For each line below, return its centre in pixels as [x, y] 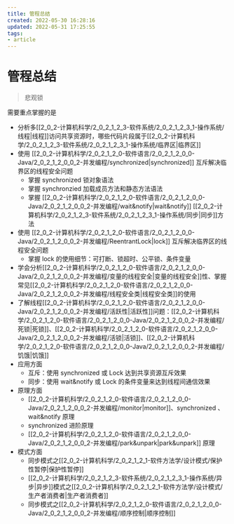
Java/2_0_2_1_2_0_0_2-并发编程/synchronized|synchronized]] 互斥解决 [119, 163]
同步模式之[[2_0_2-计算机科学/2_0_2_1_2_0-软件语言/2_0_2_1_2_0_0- [125, 504]
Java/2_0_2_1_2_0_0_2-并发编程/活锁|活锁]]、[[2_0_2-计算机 [103, 338]
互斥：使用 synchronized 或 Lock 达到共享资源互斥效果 [107, 373]
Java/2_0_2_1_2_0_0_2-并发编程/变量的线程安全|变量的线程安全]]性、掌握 [122, 276]
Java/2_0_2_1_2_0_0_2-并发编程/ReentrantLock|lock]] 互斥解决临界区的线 [122, 241]
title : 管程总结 [29, 14]
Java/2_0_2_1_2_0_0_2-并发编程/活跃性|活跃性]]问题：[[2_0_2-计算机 [115, 311]
